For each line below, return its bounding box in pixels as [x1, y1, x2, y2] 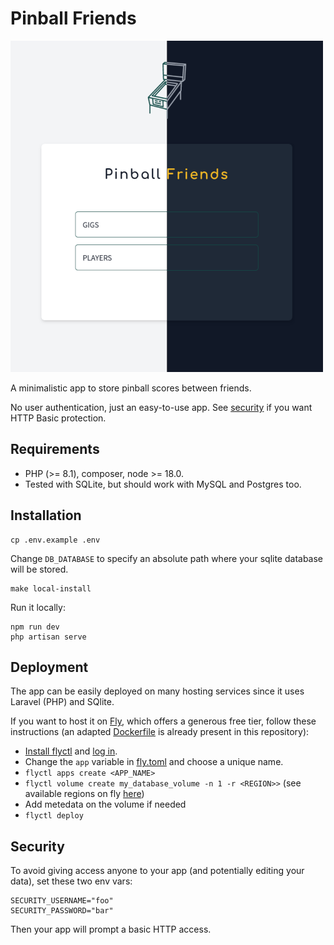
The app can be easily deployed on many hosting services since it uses [10, 685, 305, 697]
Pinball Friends [10, 7, 137, 30]
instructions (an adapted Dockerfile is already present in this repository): [10, 726, 310, 738]
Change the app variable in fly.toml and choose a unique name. [24, 756, 284, 768]
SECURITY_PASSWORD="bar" [10, 906, 114, 916]
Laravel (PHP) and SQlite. [10, 696, 115, 708]
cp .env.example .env [10, 535, 101, 545]
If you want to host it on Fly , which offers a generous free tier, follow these [10, 715, 317, 727]
